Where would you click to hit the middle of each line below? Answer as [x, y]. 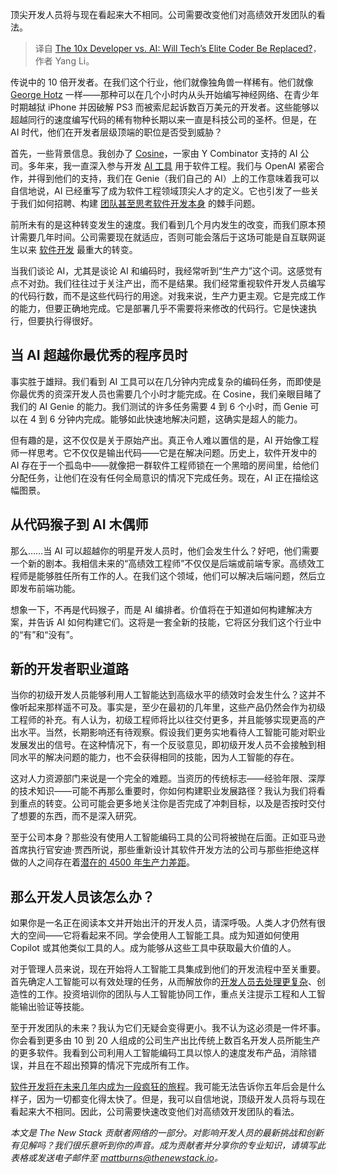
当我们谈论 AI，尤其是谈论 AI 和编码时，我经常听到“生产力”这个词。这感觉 [162, 271]
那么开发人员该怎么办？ [82, 896]
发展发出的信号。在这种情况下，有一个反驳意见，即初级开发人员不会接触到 [163, 745]
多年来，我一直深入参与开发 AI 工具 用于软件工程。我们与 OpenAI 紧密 [172, 166]
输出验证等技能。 [54, 1007]
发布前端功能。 [49, 588]
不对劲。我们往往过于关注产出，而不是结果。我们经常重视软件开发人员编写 [172, 283]
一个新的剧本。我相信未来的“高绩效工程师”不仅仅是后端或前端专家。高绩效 [163, 563]
